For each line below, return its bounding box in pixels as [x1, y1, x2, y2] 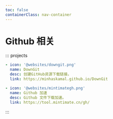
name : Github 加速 [10, 90, 47, 95]
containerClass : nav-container [5, 12, 72, 17]
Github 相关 [5, 35, 55, 47]
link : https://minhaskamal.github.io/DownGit [10, 76, 108, 82]
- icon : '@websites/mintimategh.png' [5, 86, 86, 91]
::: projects [5, 53, 28, 59]
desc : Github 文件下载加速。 [10, 95, 66, 100]
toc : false [5, 7, 29, 13]
